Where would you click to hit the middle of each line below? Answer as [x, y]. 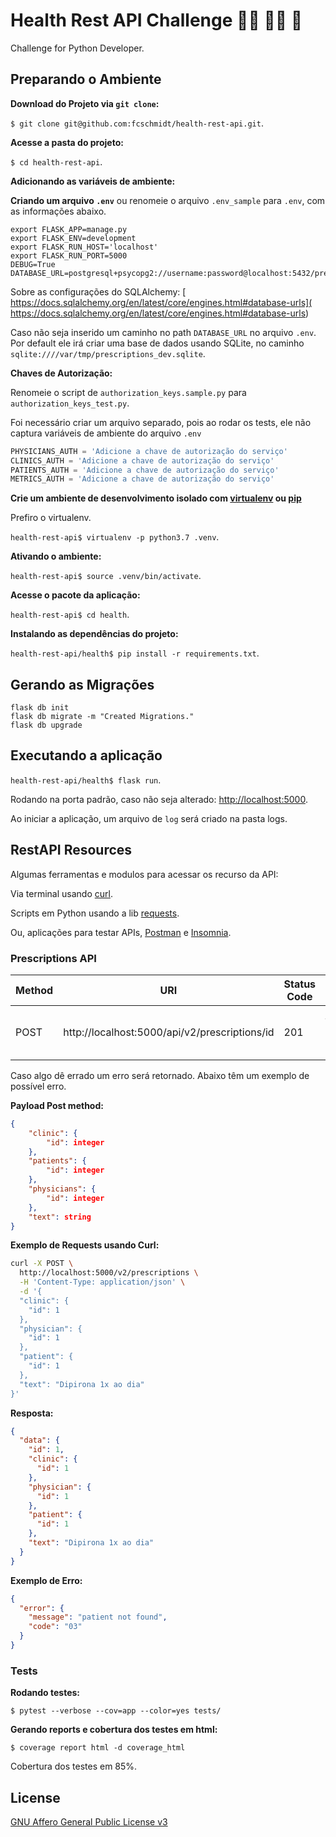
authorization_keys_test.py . [70, 403]
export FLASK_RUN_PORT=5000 [69, 255]
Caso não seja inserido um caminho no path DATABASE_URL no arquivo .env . [163, 332]
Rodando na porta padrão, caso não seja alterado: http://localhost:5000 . [159, 799]
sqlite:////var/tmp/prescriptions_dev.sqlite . [108, 353]
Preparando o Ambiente [86, 79]
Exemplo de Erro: [46, 1580]
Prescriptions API [53, 958]
